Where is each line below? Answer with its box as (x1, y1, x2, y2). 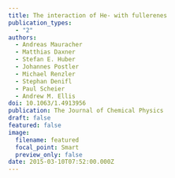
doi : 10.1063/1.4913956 (8, 99, 87, 107)
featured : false (8, 121, 61, 129)
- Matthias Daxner (15, 48, 76, 56)
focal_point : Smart (15, 143, 80, 151)
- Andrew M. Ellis (15, 92, 76, 100)
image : (8, 128, 30, 136)
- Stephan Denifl (15, 77, 73, 85)
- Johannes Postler (15, 63, 80, 71)
